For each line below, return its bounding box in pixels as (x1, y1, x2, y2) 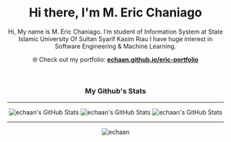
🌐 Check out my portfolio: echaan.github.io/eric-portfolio (32, 55, 199, 63)
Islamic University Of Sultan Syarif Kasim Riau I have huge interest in (18, 34, 213, 43)
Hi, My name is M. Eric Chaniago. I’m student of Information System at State (8, 27, 223, 36)
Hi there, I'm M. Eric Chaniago (28, 5, 203, 21)
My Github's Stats (85, 86, 146, 95)
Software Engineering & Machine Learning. (54, 42, 177, 50)
